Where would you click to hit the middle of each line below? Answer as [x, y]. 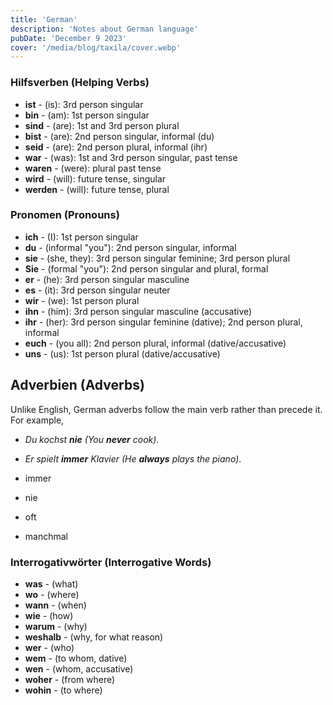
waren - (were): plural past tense [93, 168]
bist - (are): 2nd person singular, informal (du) [119, 136]
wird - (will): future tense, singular [95, 178]
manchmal [46, 536]
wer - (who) [49, 647]
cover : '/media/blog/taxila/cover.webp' [96, 47]
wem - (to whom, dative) [76, 658]
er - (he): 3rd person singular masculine [107, 279]
